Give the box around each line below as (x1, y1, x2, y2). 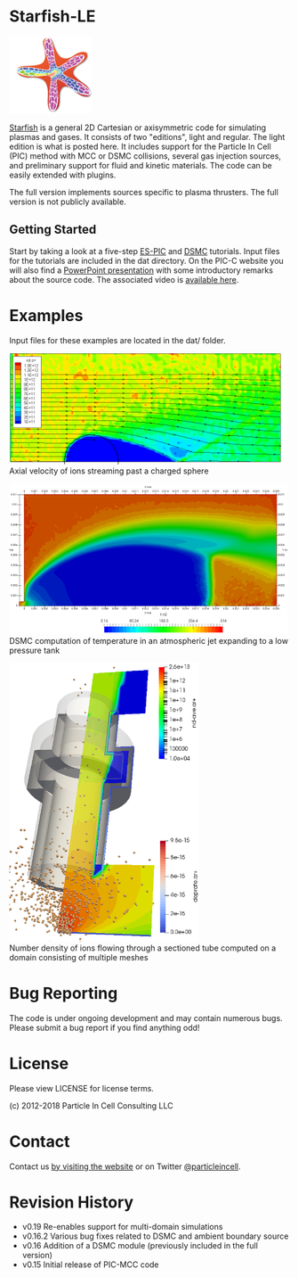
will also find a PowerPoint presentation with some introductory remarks (9, 265, 274, 276)
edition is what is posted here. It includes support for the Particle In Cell (9, 141, 271, 152)
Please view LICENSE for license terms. (9, 1083, 154, 1093)
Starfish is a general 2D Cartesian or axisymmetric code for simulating (9, 122, 267, 133)
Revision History (9, 1192, 134, 1212)
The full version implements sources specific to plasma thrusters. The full (9, 186, 278, 197)
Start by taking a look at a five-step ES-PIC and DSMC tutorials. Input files (9, 245, 280, 256)
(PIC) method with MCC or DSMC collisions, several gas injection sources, (9, 150, 282, 161)
